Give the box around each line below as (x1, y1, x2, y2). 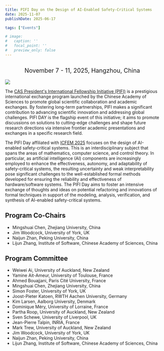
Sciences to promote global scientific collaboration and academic (5, 99, 137, 105)
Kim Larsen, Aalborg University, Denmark (12, 298, 96, 305)
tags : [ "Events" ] (5, 25, 41, 30)
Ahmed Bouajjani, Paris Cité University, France (12, 278, 106, 284)
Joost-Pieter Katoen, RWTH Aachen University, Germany (12, 293, 127, 299)
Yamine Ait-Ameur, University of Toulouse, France (12, 272, 114, 278)
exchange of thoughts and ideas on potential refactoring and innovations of (5, 186, 158, 192)
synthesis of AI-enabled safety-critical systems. (5, 197, 102, 203)
